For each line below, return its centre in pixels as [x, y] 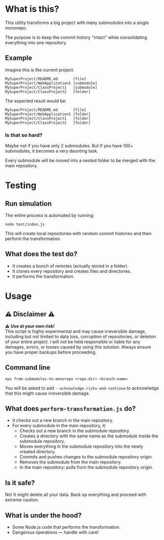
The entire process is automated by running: [50, 216]
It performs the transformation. [43, 276]
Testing [21, 186]
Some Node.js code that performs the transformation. [66, 527]
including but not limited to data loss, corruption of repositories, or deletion [81, 336]
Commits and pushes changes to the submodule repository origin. [86, 457]
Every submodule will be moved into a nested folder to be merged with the [80, 161]
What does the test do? [41, 254]
